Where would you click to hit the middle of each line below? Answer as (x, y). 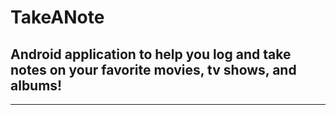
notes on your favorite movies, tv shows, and (153, 69)
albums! (36, 85)
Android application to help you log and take (151, 54)
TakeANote (57, 17)
